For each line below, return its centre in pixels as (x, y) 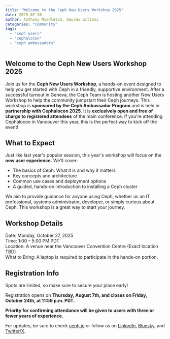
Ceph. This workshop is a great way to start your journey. (65, 207)
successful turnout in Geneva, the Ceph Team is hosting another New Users (85, 95)
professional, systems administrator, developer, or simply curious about (80, 202)
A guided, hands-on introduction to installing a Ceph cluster (75, 187)
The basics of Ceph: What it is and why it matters (64, 170)
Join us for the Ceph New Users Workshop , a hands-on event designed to (83, 84)
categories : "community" (31, 24)
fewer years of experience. (34, 316)
